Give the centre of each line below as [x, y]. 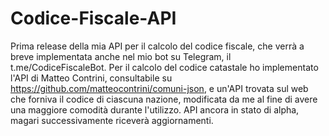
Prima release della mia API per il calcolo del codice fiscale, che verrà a [157, 46]
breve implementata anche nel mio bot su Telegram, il [121, 56]
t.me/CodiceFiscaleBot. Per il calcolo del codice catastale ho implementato [164, 67]
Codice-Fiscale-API [93, 18]
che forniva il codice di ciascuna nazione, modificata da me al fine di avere [164, 99]
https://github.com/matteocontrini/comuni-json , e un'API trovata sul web [159, 88]
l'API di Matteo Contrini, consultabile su [91, 78]
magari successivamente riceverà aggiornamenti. [112, 120]
